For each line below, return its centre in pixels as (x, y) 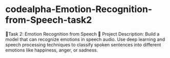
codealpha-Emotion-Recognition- (79, 9)
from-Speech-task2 (49, 20)
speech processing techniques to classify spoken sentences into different (83, 44)
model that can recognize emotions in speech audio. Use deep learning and (85, 39)
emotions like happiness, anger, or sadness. (52, 50)
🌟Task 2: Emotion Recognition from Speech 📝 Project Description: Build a (82, 34)
